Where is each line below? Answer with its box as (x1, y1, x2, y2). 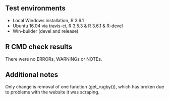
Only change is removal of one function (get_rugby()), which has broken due (5, 84, 164, 90)
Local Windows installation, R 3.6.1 (12, 17, 84, 23)
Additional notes (5, 70, 59, 79)
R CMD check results (5, 43, 73, 51)
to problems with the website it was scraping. (5, 89, 100, 95)
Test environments (5, 4, 66, 13)
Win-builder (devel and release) (12, 28, 79, 34)
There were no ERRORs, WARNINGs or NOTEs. (5, 56, 102, 62)
